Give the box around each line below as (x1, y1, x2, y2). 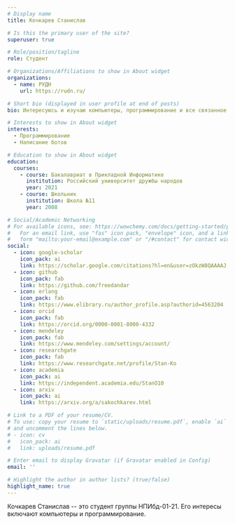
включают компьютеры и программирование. (7, 510, 146, 518)
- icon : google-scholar (13, 249, 83, 256)
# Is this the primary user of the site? (7, 29, 130, 36)
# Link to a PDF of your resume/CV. (7, 412, 114, 419)
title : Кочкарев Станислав (7, 17, 86, 24)
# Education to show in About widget (7, 152, 117, 159)
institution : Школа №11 (25, 197, 96, 204)
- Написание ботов (13, 139, 68, 146)
